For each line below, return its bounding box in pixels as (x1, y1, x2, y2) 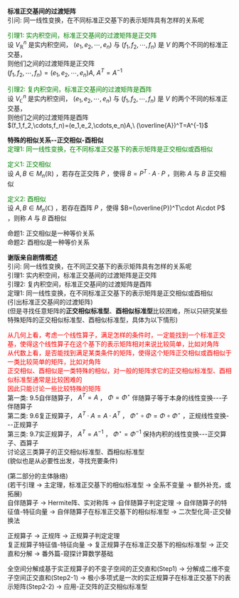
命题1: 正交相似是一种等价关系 (7, 228, 95, 238)
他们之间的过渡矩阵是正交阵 (13, 59, 95, 68)
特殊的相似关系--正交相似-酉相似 (7, 136, 104, 145)
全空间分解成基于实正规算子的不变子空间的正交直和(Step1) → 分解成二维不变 (7, 564, 230, 573)
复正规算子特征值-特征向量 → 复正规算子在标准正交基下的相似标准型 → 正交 (7, 540, 229, 549)
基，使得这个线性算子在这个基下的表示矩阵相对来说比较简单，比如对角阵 (7, 339, 219, 348)
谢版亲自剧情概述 (7, 253, 58, 261)
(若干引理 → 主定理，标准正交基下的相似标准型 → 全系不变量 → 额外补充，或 (7, 480, 231, 489)
